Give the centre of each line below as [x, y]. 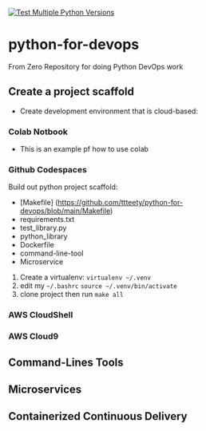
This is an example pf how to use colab [84, 149]
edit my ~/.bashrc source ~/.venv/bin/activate [98, 286]
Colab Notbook [38, 132]
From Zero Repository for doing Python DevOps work [96, 66]
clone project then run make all [71, 295]
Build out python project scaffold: [63, 187]
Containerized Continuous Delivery [98, 416]
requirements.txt [47, 219]
